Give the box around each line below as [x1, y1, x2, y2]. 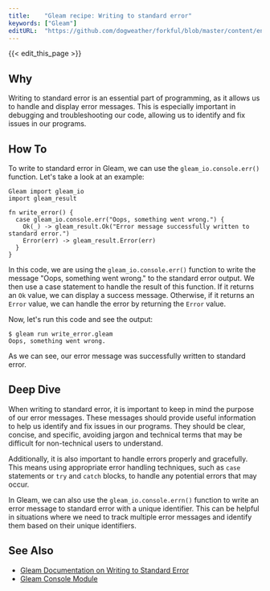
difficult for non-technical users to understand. [8, 438, 163, 448]
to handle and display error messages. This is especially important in [8, 102, 236, 112]
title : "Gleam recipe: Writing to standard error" [8, 11, 193, 20]
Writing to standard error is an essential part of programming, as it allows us [8, 93, 260, 103]
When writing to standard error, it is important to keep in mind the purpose [8, 404, 255, 414]
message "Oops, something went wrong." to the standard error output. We [8, 274, 255, 283]
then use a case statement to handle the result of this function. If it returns [8, 282, 255, 291]
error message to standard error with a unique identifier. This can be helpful [8, 503, 260, 513]
